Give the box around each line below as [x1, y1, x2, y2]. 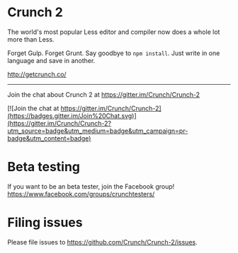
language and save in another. [7, 56, 96, 64]
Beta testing [7, 159, 80, 175]
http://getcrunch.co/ [7, 70, 67, 78]
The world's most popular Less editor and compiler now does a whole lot [7, 28, 220, 36]
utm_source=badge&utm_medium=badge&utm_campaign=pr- [7, 126, 188, 135]
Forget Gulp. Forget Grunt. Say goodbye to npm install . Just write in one [7, 49, 220, 57]
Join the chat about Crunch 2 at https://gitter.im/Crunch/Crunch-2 [7, 90, 200, 99]
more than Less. [7, 35, 55, 43]
